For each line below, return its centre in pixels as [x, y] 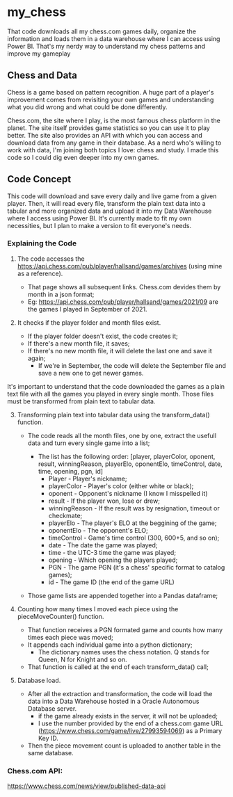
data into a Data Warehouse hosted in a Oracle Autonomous [113, 701]
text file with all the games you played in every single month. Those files [111, 394]
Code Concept [39, 179]
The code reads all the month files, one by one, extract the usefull [122, 435]
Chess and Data [42, 75]
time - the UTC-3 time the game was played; [112, 552]
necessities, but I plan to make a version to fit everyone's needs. [99, 225]
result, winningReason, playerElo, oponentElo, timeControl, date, [130, 464]
